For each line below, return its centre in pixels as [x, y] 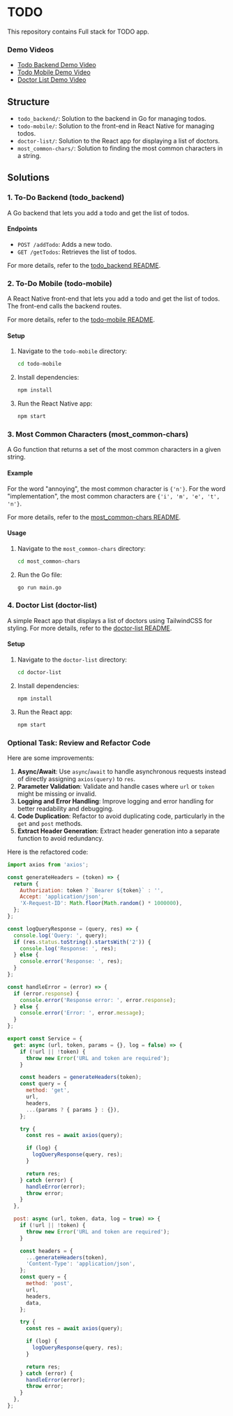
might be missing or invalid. [57, 794]
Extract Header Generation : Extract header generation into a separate [118, 831]
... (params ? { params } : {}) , [73, 1110]
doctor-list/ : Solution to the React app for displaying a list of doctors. [119, 141]
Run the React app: [45, 712]
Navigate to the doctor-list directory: [72, 660]
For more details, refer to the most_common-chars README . [94, 517]
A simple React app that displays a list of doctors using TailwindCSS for [110, 620]
